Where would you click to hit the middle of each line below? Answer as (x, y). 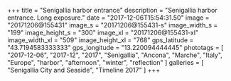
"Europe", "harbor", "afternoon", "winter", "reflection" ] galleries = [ (106, 62)
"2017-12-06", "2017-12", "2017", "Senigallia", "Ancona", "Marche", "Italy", (115, 55)
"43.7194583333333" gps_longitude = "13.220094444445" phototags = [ (116, 48)
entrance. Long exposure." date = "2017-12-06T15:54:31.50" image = (108, 18)
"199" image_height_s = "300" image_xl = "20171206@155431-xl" (103, 32)
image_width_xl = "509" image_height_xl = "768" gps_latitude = (101, 40)
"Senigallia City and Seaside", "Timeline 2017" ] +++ (84, 70)
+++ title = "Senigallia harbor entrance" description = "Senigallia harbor (113, 10)
